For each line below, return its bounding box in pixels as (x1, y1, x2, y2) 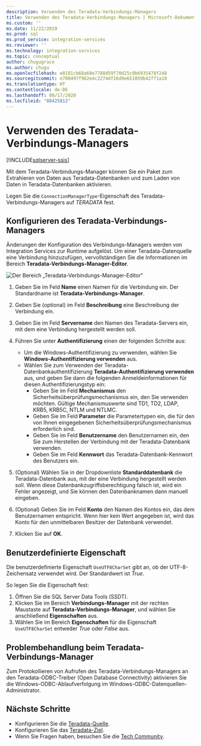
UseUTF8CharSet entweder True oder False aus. (14, 625, 130, 632)
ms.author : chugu (6, 64, 50, 71)
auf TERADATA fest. (66, 198, 115, 206)
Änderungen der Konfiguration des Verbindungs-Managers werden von (6, 241, 182, 249)
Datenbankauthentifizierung (23, 368, 93, 375)
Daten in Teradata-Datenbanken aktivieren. (6, 180, 112, 188)
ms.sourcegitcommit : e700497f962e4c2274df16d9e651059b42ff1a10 (6, 75, 167, 81)
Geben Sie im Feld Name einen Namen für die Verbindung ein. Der (14, 283, 179, 291)
